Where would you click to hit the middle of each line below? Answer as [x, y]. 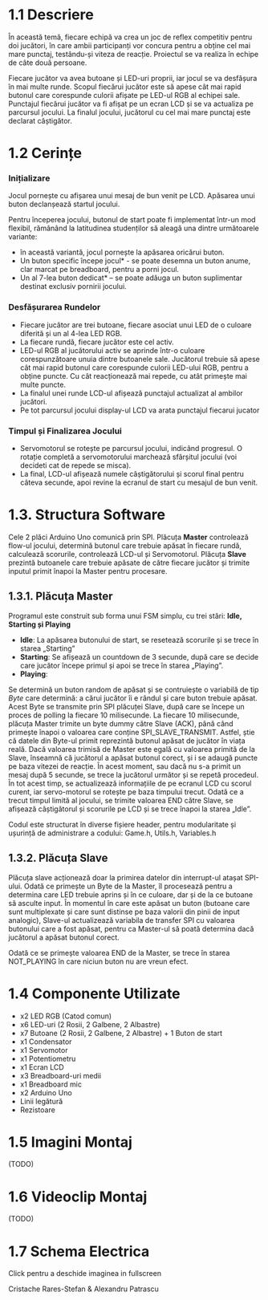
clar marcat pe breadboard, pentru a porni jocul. [99, 270]
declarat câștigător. [40, 120]
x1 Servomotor [44, 1050]
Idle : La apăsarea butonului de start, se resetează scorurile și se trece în [139, 640]
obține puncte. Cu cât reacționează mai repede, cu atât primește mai [133, 376]
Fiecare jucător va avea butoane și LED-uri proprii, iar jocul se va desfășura [133, 78]
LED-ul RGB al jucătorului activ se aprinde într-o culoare [112, 350]
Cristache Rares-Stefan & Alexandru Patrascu [83, 1289]
